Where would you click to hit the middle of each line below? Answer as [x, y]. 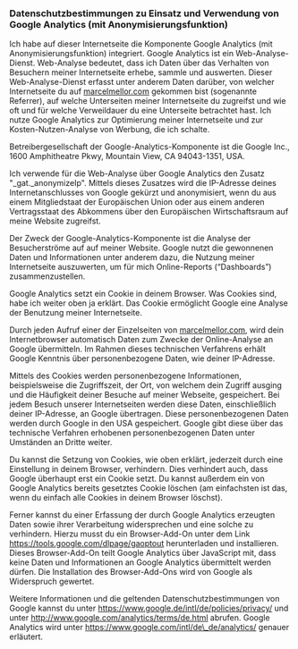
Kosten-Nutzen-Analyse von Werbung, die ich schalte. [110, 130]
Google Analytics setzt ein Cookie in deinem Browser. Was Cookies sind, [143, 294]
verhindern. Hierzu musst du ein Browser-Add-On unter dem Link [130, 534]
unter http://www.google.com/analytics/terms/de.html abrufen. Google [140, 618]
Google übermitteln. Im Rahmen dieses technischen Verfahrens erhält [138, 349]
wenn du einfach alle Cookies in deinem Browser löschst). [116, 498]
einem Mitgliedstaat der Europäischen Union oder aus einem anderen [137, 202]
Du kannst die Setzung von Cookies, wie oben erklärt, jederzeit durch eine [146, 459]
